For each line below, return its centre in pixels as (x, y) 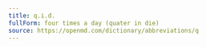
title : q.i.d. (32, 16)
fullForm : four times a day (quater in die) (84, 23)
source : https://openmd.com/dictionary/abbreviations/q (103, 30)
